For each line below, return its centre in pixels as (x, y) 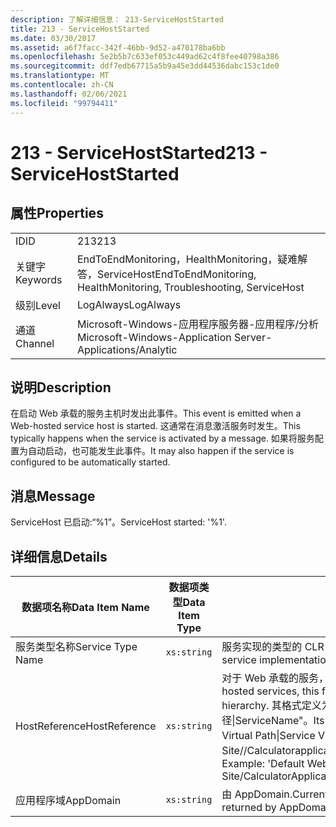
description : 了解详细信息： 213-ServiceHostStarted (117, 19)
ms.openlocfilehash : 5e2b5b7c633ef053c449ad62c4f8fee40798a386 (145, 57)
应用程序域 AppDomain (68, 800)
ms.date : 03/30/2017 (53, 38)
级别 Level (38, 305)
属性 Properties (57, 213)
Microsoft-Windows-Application (154, 337)
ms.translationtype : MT (60, 76)
